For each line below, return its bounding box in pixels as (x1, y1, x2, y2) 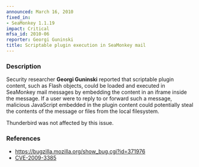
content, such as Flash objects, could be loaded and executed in (6, 82, 165, 90)
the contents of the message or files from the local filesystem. (6, 108, 160, 115)
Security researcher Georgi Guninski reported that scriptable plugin (6, 76, 174, 83)
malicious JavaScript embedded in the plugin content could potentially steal (6, 102, 194, 109)
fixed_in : (6, 14, 31, 20)
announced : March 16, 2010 (6, 8, 74, 15)
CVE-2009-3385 (14, 154, 57, 162)
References (6, 135, 41, 143)
